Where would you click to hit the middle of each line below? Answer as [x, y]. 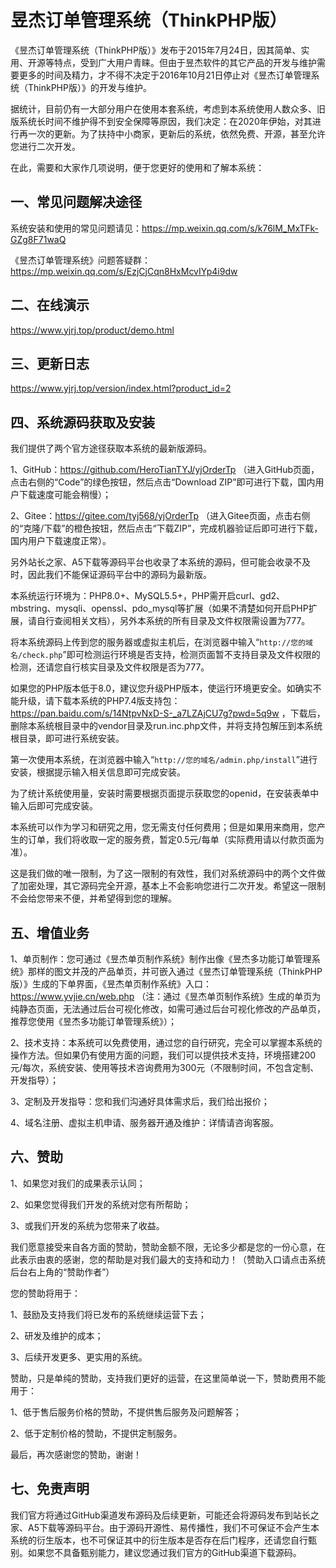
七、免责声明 [50, 1489]
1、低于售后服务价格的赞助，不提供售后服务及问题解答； [126, 1412]
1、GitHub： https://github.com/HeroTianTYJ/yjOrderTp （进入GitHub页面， [165, 470]
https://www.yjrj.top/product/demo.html [92, 330]
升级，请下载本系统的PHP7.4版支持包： [99, 701]
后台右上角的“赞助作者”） [62, 1272]
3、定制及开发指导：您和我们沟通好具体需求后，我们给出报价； [140, 1101]
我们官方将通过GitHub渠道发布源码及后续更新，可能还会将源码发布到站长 [160, 1515]
